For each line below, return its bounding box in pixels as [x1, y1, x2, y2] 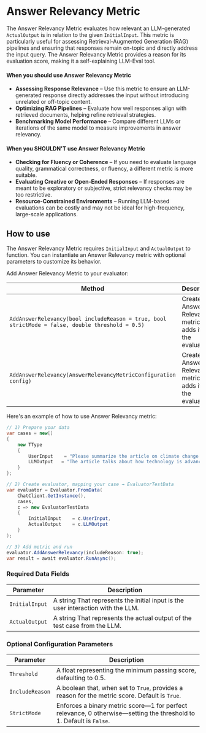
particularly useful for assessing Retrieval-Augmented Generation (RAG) [6, 37, 189, 45]
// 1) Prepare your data [6, 425, 70, 431]
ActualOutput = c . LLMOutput [28, 521, 109, 528]
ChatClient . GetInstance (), [17, 493, 86, 499]
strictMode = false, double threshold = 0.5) [9, 321, 145, 329]
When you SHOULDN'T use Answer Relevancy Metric [6, 144, 145, 152]
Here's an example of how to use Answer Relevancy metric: [6, 413, 158, 420]
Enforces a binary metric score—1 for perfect [56, 702, 188, 710]
